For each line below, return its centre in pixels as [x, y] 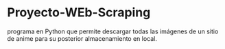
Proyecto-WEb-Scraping [79, 13]
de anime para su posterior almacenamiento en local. [82, 38]
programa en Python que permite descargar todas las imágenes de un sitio [113, 31]
